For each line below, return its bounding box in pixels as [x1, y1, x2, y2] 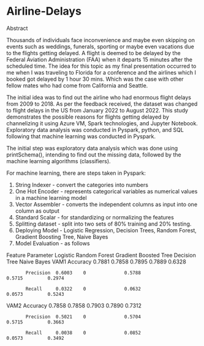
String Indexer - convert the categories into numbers [15, 181, 149, 188]
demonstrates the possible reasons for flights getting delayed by [6, 113, 170, 120]
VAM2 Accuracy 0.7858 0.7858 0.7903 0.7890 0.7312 [6, 301, 142, 309]
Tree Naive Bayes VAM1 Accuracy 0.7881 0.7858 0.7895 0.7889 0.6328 [6, 258, 187, 265]
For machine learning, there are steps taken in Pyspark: [6, 169, 146, 177]
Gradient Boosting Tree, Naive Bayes [15, 233, 108, 240]
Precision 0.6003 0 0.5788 [25, 270, 141, 276]
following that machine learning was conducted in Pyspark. [6, 133, 156, 140]
